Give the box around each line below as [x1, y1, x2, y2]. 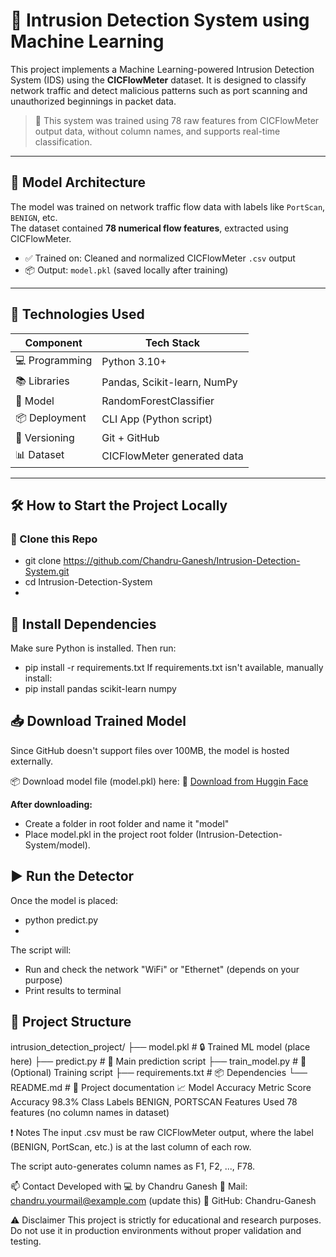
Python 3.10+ [101, 355, 167, 369]
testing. [10, 1235, 42, 1247]
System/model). [24, 839, 91, 851]
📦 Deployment [15, 410, 87, 424]
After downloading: [10, 798, 93, 810]
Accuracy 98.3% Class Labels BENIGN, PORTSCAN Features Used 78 [10, 1095, 298, 1108]
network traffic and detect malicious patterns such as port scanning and [10, 84, 308, 96]
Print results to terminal [24, 984, 122, 996]
